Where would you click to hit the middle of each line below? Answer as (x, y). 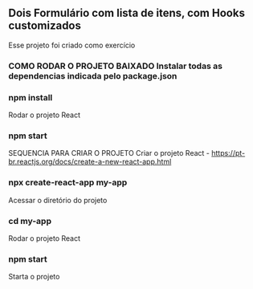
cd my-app (30, 221)
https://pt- (229, 153)
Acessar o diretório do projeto (58, 200)
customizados (45, 26)
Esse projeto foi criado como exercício (72, 45)
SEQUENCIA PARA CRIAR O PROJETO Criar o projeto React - (109, 153)
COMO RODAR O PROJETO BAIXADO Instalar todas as (116, 66)
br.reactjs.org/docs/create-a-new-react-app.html (90, 162)
